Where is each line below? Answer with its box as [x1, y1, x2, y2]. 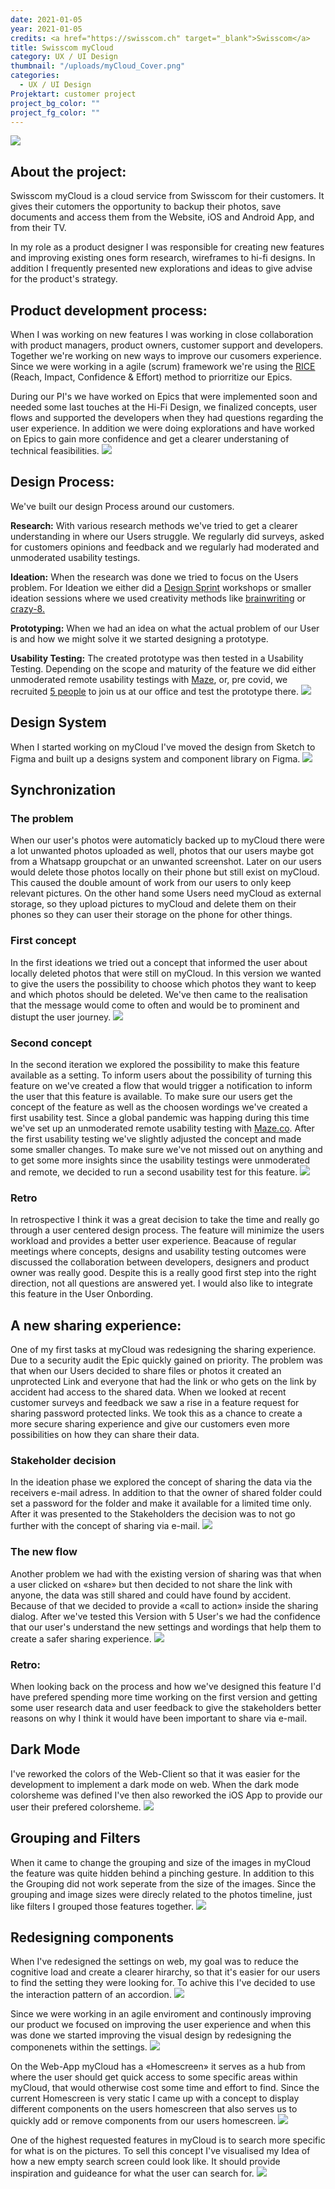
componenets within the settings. [10, 2041, 148, 2053]
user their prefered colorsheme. [10, 1801, 142, 1813]
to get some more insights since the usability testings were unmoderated [10, 1154, 311, 1166]
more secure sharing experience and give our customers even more [10, 1418, 290, 1430]
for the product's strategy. [10, 273, 118, 285]
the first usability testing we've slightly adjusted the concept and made [10, 1132, 302, 1145]
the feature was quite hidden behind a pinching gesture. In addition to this [10, 1867, 315, 1879]
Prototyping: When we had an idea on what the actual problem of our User [10, 622, 320, 634]
